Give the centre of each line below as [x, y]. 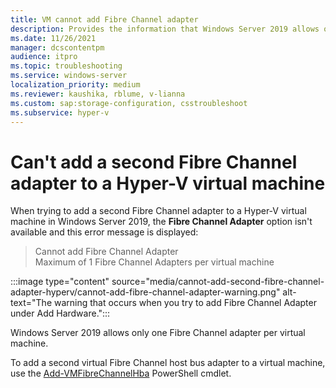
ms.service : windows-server [69, 76]
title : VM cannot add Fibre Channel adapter [104, 19]
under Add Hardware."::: [60, 313]
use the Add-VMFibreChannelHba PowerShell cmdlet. [121, 373]
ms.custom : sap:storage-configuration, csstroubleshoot [129, 103]
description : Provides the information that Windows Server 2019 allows [165, 29]
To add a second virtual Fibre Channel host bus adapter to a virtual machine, [168, 363]
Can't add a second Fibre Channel [154, 162]
